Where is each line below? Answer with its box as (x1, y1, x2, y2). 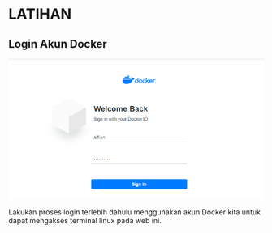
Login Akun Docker (8, 37, 107, 51)
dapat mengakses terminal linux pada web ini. (8, 216, 162, 226)
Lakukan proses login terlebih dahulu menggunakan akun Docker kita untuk (8, 207, 261, 217)
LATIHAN (8, 5, 71, 23)
